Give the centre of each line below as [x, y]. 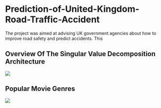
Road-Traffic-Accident [53, 19]
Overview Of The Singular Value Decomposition [80, 54]
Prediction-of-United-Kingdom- [72, 9]
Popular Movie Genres [40, 89]
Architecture [25, 62]
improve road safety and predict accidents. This [54, 38]
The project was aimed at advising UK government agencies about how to [81, 33]
